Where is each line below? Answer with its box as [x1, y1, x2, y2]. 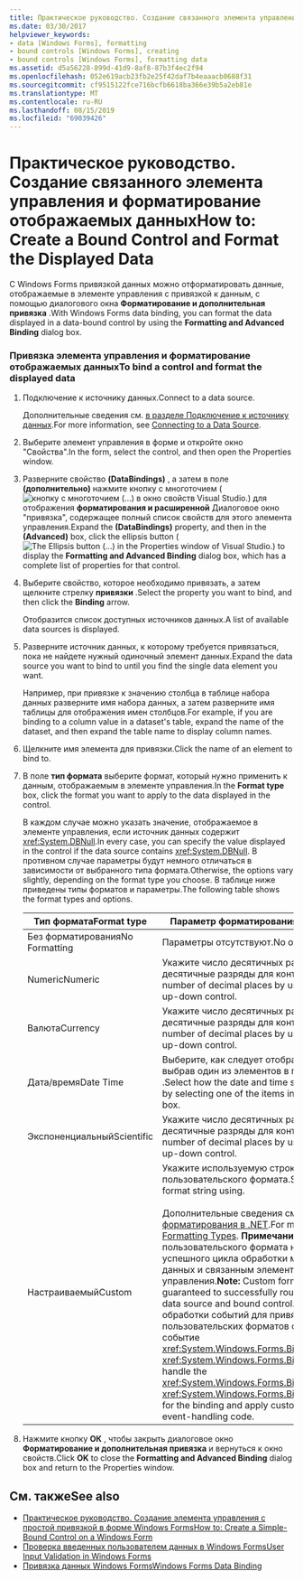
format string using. [161, 1184, 245, 1197]
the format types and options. [22, 893, 133, 904]
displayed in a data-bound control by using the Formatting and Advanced [9, 317, 285, 328]
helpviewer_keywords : [9, 30, 91, 39]
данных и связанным [161, 1264, 255, 1276]
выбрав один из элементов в [161, 1065, 289, 1078]
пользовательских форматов [161, 1320, 290, 1332]
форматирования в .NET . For [161, 1219, 285, 1231]
